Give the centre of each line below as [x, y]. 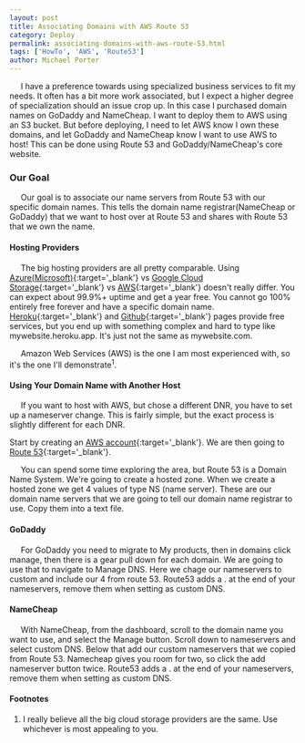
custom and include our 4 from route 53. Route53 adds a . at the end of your [152, 579]
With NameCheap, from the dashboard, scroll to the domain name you [152, 629]
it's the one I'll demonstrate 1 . [63, 364]
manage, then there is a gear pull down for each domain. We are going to [147, 559]
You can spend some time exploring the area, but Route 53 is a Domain [153, 470]
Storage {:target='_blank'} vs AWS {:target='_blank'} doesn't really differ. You [152, 287]
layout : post [34, 18]
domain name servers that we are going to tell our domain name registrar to [151, 499]
